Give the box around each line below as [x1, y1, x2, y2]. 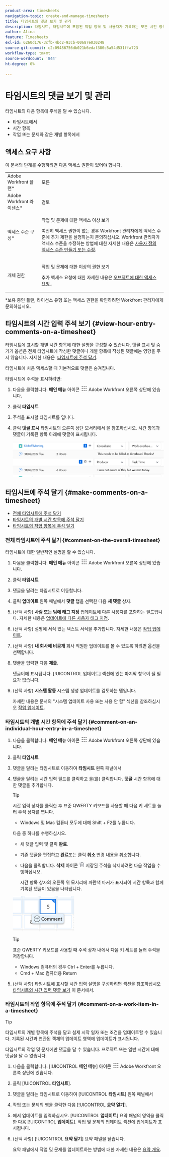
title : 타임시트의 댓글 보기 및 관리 [5, 19, 72, 24]
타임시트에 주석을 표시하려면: [5, 375, 62, 381]
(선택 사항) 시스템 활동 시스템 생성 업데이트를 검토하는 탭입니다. [12, 688, 137, 694]
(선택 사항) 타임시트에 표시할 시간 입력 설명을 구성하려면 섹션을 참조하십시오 [12, 981, 161, 987]
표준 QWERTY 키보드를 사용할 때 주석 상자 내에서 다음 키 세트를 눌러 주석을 [12, 946, 160, 952]
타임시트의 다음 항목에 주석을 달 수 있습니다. [5, 108, 92, 114]
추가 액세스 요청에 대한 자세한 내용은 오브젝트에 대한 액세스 [41, 274, 157, 280]
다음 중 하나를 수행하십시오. [12, 830, 67, 836]
